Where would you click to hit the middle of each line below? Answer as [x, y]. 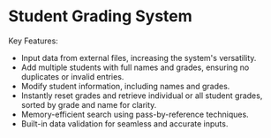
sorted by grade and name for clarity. [89, 104]
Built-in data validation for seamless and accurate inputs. [124, 123]
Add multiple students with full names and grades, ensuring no [135, 67]
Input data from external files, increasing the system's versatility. [139, 57]
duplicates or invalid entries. [72, 76]
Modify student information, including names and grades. [125, 86]
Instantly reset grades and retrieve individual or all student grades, [142, 96]
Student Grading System [101, 16]
